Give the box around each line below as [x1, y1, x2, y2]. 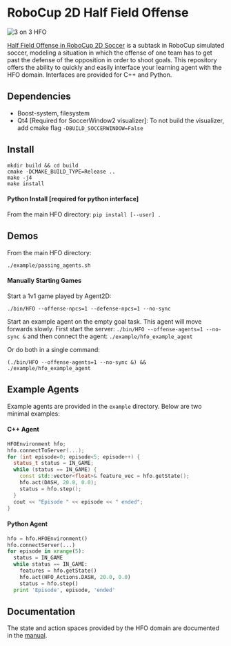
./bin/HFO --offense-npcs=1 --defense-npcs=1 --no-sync [7, 305, 171, 312]
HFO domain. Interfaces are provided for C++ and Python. [7, 71, 172, 79]
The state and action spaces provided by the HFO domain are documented [7, 624, 219, 632]
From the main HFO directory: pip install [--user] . [7, 210, 161, 219]
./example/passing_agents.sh [7, 261, 91, 269]
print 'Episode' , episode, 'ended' [13, 587, 116, 593]
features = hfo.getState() [19, 567, 97, 574]
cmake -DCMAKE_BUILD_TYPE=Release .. [7, 168, 116, 175]
